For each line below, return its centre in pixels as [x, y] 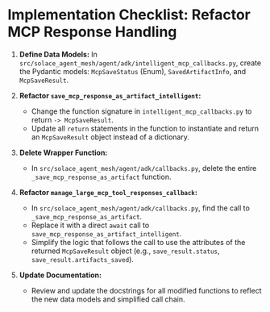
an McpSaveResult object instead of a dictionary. [110, 137]
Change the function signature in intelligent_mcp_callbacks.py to [141, 111]
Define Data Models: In [58, 54]
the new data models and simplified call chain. [108, 299]
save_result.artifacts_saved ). [83, 259]
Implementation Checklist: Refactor [129, 15]
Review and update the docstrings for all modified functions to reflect [146, 290]
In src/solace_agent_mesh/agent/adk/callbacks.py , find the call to [141, 208]
